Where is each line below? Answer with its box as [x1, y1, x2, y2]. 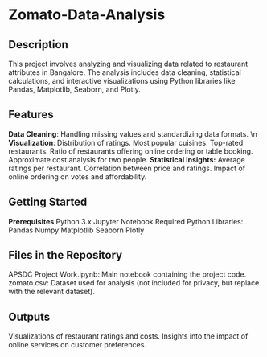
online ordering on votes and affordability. [8, 171, 147, 182]
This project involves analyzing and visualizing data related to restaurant [8, 59, 249, 68]
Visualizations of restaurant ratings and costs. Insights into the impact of [8, 331, 249, 341]
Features [8, 108, 54, 121]
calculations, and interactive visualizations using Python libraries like [8, 76, 236, 85]
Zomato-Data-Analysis [8, 6, 166, 24]
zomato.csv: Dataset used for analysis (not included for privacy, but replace [8, 278, 260, 288]
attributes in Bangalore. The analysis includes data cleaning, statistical [8, 68, 241, 77]
